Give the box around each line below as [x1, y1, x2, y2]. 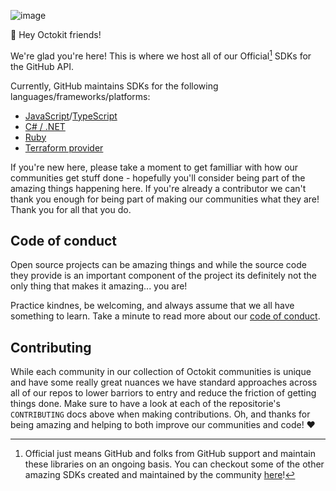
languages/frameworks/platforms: [10, 90, 151, 102]
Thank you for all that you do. [10, 203, 132, 215]
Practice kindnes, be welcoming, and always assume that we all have [10, 300, 295, 312]
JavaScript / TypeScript [24, 110, 118, 122]
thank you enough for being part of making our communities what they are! [10, 193, 320, 205]
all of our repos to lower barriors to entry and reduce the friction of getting [10, 387, 317, 399]
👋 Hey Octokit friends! [10, 29, 102, 40]
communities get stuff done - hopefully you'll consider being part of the [10, 171, 306, 184]
